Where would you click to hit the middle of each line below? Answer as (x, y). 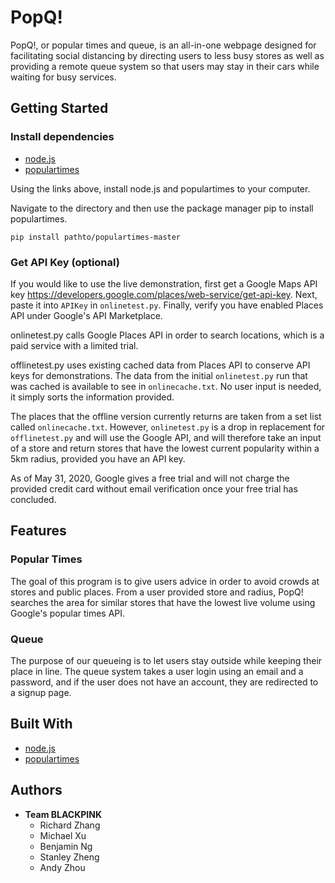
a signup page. (41, 692)
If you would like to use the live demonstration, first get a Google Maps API (164, 283)
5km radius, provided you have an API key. (98, 458)
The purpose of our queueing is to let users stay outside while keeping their (166, 660)
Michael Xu (63, 835)
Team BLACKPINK (63, 814)
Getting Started (59, 108)
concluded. (33, 499)
